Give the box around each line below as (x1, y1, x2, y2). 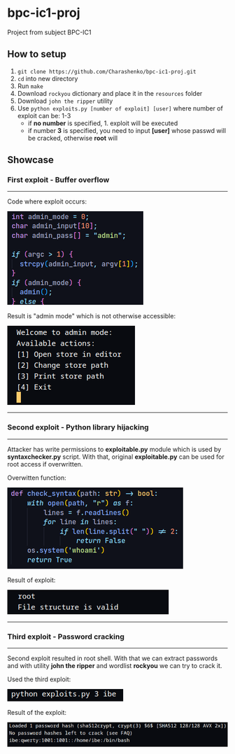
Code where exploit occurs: (7, 197, 87, 206)
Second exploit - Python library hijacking (7, 422, 149, 432)
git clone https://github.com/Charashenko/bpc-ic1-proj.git (17, 68, 197, 75)
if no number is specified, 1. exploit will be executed (27, 119, 178, 127)
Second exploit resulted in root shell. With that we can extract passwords (7, 654, 218, 662)
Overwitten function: (7, 474, 66, 482)
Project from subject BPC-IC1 (7, 28, 92, 36)
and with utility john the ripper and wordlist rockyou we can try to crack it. (7, 662, 222, 670)
